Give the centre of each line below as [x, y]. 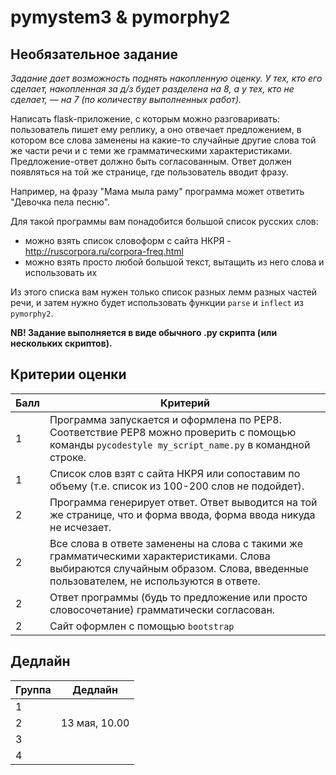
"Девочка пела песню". [60, 202]
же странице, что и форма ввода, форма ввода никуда [182, 514]
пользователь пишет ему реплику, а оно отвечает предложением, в [156, 129]
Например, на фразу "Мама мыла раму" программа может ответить [157, 191]
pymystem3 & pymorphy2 [120, 17]
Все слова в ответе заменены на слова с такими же [176, 543]
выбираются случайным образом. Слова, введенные [179, 568]
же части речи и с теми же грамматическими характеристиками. [151, 150]
